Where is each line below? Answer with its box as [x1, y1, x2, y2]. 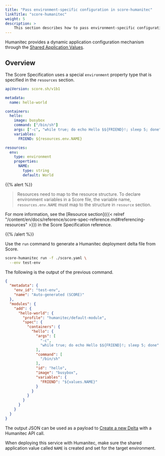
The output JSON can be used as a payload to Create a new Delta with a [5, 425, 152, 431]
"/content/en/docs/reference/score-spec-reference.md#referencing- [5, 216, 146, 222]
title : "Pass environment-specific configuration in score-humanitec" [5, 7, 153, 12]
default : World [23, 173, 54, 177]
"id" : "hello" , [36, 366, 67, 371]
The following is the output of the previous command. [5, 269, 114, 275]
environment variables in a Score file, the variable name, [17, 196, 131, 202]
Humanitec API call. [5, 430, 45, 436]
